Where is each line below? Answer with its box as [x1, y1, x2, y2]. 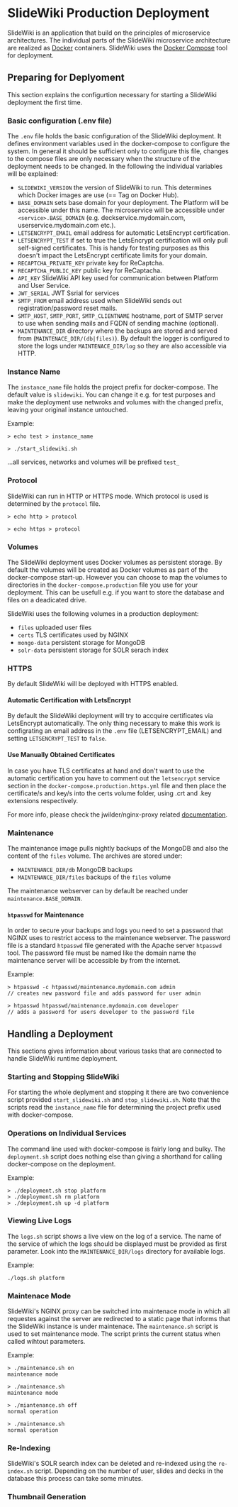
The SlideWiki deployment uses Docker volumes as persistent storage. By [7, 558, 222, 566]
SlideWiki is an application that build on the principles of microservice [7, 28, 210, 37]
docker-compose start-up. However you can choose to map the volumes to [7, 573, 227, 581]
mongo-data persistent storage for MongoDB [17, 638, 145, 646]
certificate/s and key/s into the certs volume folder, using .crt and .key [7, 789, 212, 797]
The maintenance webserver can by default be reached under [7, 886, 188, 895]
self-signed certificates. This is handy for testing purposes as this [17, 243, 210, 253]
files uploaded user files [17, 623, 92, 631]
